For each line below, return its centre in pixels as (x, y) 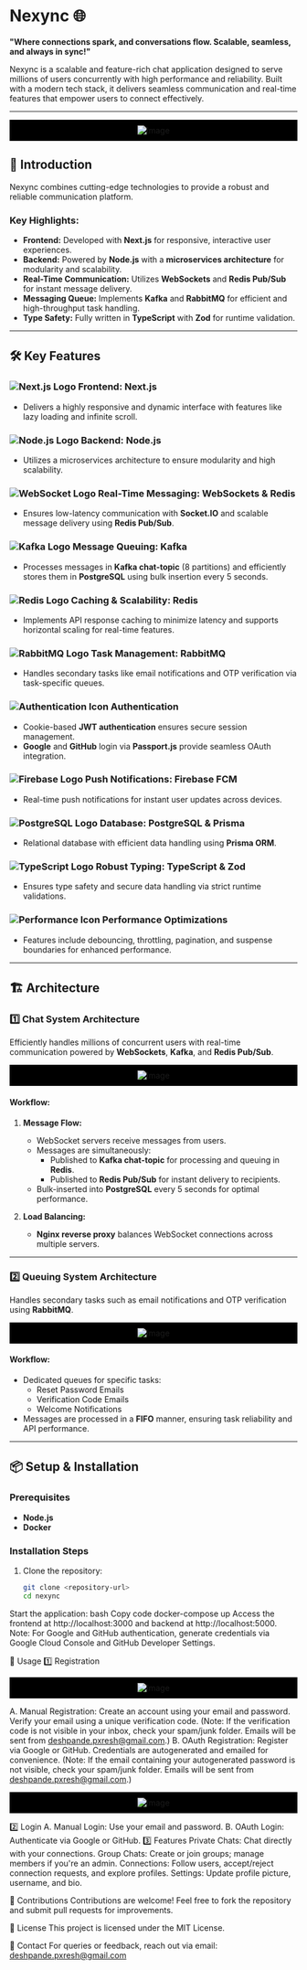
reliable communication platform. (72, 197)
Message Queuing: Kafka (130, 547)
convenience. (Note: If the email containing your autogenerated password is (153, 1760)
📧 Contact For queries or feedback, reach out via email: (113, 1945)
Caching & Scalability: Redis (134, 600)
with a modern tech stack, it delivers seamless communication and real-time (153, 89)
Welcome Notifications (79, 1410)
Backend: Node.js (121, 440)
